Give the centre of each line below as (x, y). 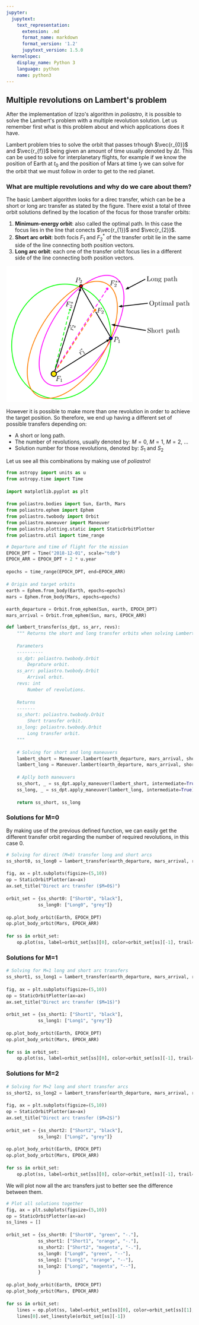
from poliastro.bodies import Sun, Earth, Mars (66, 504)
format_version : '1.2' (50, 44)
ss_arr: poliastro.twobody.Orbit (58, 671)
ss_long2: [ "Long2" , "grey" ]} (75, 1137)
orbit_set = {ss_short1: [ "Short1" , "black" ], (65, 1015)
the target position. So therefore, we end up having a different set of (89, 418)
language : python (38, 69)
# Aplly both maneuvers (46, 778)
